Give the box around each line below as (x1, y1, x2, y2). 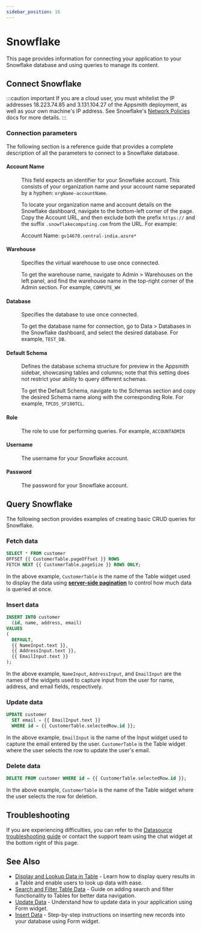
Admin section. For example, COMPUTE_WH (21, 284, 120, 291)
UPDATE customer (6, 712, 47, 718)
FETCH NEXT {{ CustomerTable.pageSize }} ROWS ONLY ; (6, 561, 141, 568)
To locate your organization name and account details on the (21, 200, 172, 208)
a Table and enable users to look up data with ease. (14, 879, 143, 886)
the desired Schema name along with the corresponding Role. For (21, 394, 184, 401)
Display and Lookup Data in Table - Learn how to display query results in (14, 872, 195, 880)
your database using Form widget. (14, 917, 100, 924)
